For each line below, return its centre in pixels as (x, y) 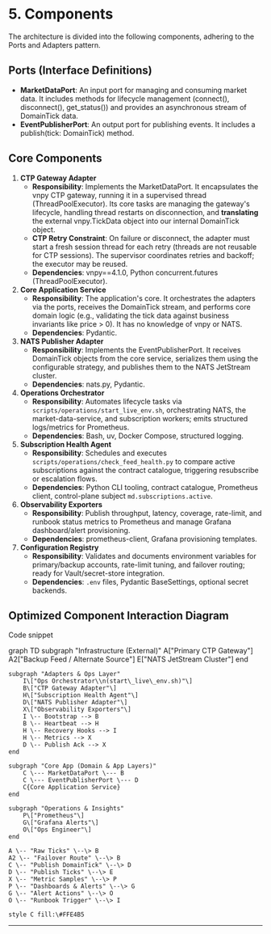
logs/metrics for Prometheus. (81, 427)
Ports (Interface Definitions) (81, 71)
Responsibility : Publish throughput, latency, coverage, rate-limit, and (147, 513)
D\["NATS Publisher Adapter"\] (75, 703)
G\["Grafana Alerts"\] (61, 823)
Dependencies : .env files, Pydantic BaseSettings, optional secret (140, 581)
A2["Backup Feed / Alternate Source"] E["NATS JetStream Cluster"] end (128, 659)
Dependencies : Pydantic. (75, 332)
